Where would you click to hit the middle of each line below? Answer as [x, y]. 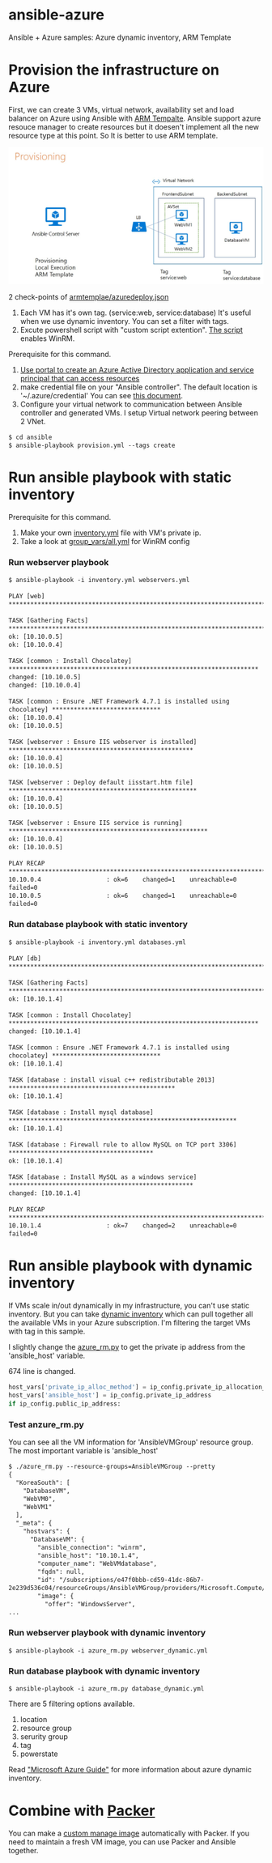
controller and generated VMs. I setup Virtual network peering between [139, 413]
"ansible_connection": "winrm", [92, 1548]
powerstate [39, 1754]
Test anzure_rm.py [47, 1425]
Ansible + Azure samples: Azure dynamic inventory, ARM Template [120, 37]
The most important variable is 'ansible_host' [83, 1451]
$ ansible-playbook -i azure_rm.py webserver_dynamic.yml [108, 1650]
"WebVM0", [40, 1499]
